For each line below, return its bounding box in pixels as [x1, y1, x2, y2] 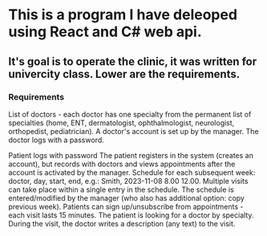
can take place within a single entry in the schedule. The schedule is [8, 185, 234, 194]
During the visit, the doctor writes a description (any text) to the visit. [8, 218, 236, 228]
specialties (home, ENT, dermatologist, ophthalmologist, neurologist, [8, 118, 235, 128]
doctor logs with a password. [8, 135, 104, 144]
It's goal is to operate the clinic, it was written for [8, 55, 257, 68]
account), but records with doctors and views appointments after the [8, 159, 236, 169]
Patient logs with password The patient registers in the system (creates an [8, 150, 254, 160]
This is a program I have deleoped [8, 6, 238, 24]
